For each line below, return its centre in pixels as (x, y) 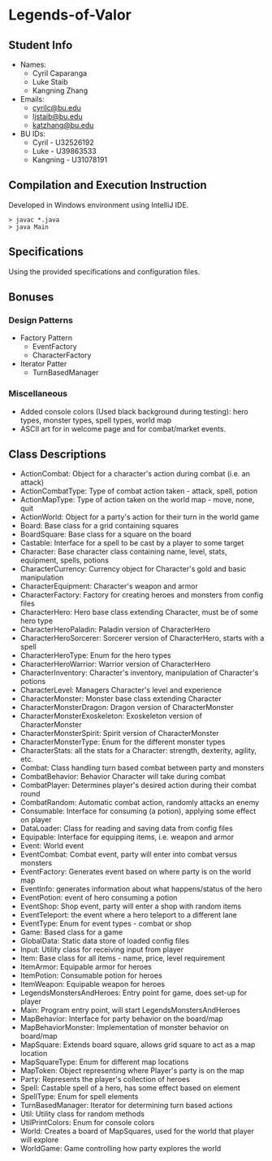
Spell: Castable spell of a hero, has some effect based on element (130, 1088)
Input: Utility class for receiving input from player (102, 949)
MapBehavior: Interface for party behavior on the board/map (121, 1019)
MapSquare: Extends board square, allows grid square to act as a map (138, 1045)
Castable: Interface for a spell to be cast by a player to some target (132, 543)
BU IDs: (33, 134)
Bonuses (31, 298)
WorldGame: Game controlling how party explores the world (121, 1149)
